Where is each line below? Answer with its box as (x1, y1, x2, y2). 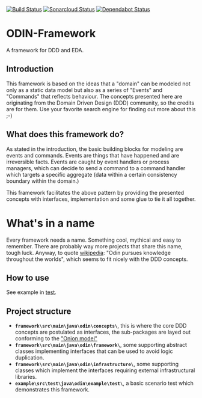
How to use (6, 272, 49, 283)
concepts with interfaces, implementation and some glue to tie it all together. (6, 195, 196, 203)
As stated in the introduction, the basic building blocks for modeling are (6, 145, 183, 153)
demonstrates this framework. (14, 386, 90, 393)
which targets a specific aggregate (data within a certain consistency (6, 171, 177, 178)
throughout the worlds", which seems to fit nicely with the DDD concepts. (6, 256, 188, 263)
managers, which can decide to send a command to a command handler (6, 164, 186, 171)
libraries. (14, 373, 37, 381)
